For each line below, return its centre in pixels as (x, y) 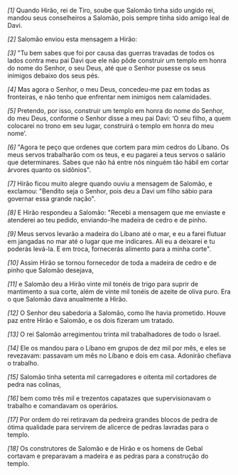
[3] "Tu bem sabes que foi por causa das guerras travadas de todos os (111, 53)
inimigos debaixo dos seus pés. (53, 75)
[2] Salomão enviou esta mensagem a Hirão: (72, 39)
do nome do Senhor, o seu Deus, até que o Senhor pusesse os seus (107, 68)
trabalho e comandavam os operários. (63, 406)
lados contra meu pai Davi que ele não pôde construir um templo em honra (117, 60)
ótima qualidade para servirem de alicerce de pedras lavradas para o (108, 427)
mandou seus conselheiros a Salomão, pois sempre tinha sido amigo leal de (118, 18)
